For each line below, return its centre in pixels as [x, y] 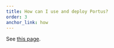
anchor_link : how [27, 22]
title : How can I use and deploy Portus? [57, 11]
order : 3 [17, 17]
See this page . [23, 39]
